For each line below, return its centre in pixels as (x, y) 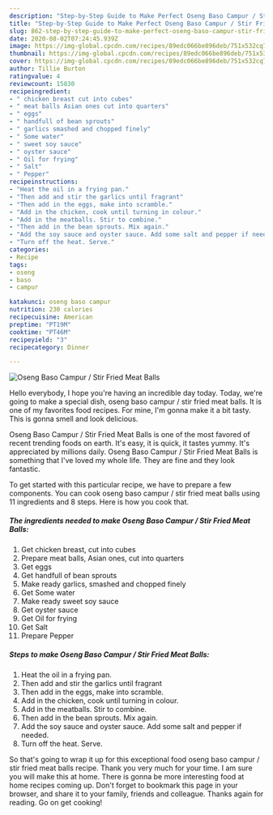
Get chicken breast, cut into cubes (78, 550)
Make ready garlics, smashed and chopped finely (103, 584)
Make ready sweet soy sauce (70, 602)
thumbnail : (28, 54)
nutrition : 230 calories (51, 310)
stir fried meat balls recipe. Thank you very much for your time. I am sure (131, 768)
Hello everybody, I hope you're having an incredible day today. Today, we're (136, 393)
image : (20, 46)
